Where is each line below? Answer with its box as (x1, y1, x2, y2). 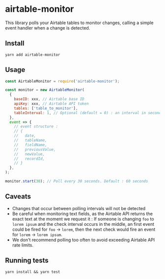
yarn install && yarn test (5, 269, 60, 274)
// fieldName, (14, 142, 48, 147)
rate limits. (12, 242, 33, 248)
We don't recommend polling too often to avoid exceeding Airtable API (12, 237, 155, 243)
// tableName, (14, 138, 48, 143)
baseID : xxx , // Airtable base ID (14, 97, 84, 102)
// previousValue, (14, 147, 56, 152)
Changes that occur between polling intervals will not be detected (12, 205, 146, 211)
